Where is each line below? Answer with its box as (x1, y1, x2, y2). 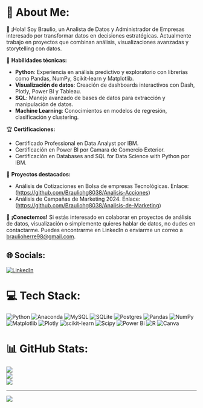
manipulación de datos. (14, 100, 74, 108)
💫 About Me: (6, 5, 70, 19)
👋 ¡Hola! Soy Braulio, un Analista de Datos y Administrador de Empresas (6, 25, 185, 33)
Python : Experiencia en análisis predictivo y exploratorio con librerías (14, 68, 188, 75)
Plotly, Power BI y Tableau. (14, 87, 82, 95)
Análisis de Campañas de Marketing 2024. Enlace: (14, 195, 141, 202)
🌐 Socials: (6, 250, 46, 261)
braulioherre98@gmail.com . (6, 233, 76, 240)
